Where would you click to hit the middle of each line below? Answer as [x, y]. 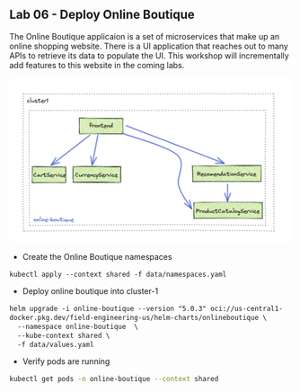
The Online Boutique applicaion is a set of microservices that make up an [145, 36]
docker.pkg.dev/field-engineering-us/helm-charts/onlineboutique [134, 317]
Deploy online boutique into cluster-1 [90, 290]
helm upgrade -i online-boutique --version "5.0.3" [108, 308]
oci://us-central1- [246, 308]
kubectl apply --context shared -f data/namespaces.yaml [118, 274]
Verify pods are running [66, 361]
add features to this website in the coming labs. [97, 65]
